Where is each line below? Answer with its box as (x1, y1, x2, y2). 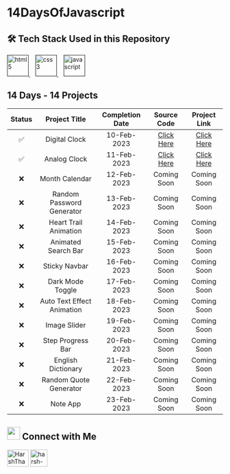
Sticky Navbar (43, 261, 89, 271)
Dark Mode (47, 276, 84, 286)
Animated (50, 237, 81, 247)
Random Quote (41, 375, 90, 384)
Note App (50, 399, 81, 408)
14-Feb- (106, 217, 137, 227)
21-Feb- (106, 355, 137, 364)
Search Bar (47, 245, 84, 255)
